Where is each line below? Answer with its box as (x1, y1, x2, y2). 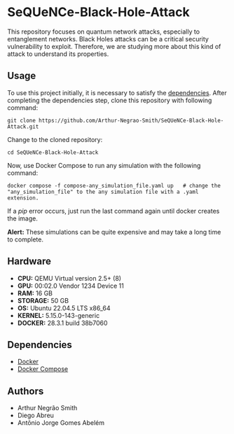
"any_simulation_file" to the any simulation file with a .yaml (7, 188, 199, 195)
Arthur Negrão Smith (17, 404, 78, 412)
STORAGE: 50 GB (17, 296, 69, 304)
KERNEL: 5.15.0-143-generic (17, 311, 100, 319)
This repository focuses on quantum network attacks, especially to (7, 27, 200, 36)
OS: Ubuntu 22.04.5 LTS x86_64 (17, 304, 111, 312)
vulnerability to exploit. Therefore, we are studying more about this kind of (7, 42, 221, 50)
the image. (7, 214, 39, 223)
